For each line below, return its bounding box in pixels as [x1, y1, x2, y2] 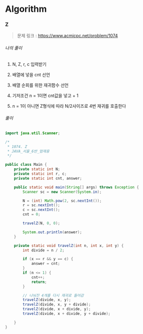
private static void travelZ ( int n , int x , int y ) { [14, 243, 124, 248]
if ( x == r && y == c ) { [23, 257, 73, 262]
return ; [31, 279, 48, 284]
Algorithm [5, 3, 47, 15]
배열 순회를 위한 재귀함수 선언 [12, 82, 69, 88]
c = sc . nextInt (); [23, 208, 60, 213]
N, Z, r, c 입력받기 [12, 61, 47, 67]
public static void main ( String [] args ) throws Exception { [14, 184, 139, 190]
